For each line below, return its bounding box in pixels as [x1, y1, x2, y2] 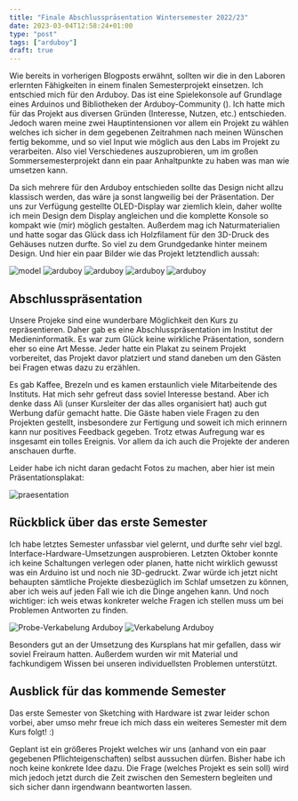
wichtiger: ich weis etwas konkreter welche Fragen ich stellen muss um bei [9, 595, 284, 605]
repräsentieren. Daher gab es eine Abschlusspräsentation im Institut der [9, 324, 273, 334]
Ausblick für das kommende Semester [9, 684, 227, 699]
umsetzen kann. [9, 165, 68, 176]
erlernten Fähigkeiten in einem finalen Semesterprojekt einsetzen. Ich [9, 80, 264, 91]
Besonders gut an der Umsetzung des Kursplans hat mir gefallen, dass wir [9, 639, 282, 650]
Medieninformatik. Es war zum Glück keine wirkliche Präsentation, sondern [9, 333, 285, 344]
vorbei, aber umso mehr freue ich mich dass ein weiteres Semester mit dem [9, 717, 287, 727]
